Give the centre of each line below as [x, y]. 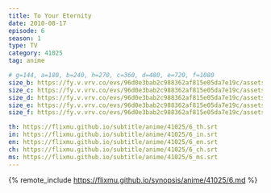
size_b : [21, 82]
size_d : [21, 97]
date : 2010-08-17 [38, 23]
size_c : [21, 90]
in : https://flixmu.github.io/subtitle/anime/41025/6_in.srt [113, 135]
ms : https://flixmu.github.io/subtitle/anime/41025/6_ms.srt [113, 157]
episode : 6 [27, 31]
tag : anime [27, 61]
